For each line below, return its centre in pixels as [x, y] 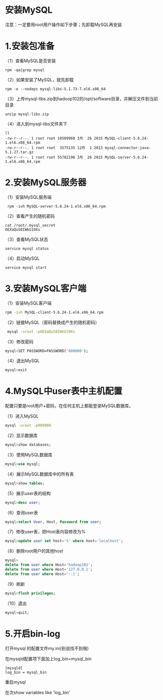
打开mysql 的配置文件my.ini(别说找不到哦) [47, 648]
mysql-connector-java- [128, 148]
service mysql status [27, 249]
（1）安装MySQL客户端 [28, 303]
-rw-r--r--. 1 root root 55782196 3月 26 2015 [54, 157]
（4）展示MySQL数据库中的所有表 [40, 474]
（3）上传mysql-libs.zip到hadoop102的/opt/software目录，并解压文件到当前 [81, 99]
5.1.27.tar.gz [20, 152]
